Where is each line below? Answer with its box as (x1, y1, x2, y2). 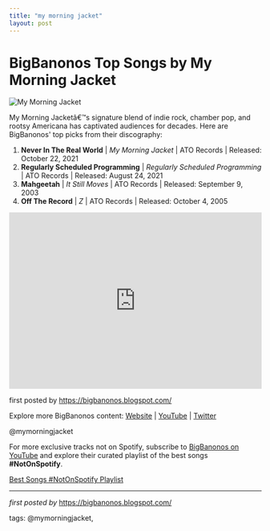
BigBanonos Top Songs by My (9, 54, 212, 72)
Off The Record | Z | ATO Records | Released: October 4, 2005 (20, 197, 228, 206)
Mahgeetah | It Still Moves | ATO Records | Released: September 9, (20, 180, 244, 189)
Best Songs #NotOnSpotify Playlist (9, 475, 123, 484)
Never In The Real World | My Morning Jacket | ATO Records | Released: (20, 145, 262, 155)
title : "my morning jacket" (9, 11, 103, 20)
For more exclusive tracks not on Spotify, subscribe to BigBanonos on (9, 442, 240, 452)
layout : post (9, 19, 53, 27)
